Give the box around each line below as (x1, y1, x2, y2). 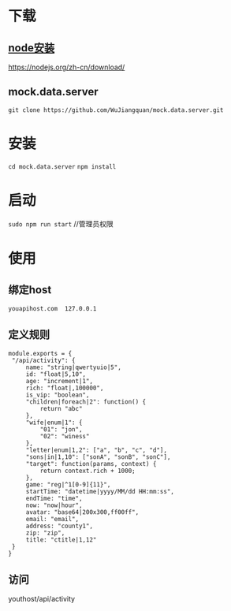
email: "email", (25, 515, 80, 523)
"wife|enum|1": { (25, 419, 83, 427)
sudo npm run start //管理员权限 (8, 218, 114, 229)
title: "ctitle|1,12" (25, 535, 97, 544)
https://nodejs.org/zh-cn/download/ (8, 62, 125, 72)
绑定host (8, 283, 52, 296)
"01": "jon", (39, 425, 83, 434)
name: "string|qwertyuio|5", (25, 363, 122, 371)
